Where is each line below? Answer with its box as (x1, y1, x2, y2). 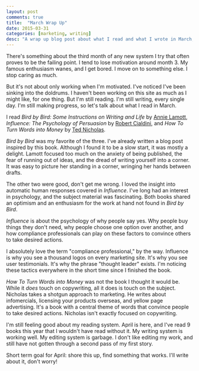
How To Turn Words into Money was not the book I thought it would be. (6, 278, 180, 285)
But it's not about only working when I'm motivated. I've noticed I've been (6, 83, 186, 90)
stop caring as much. (6, 72, 58, 78)
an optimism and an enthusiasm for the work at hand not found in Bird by (6, 199, 184, 207)
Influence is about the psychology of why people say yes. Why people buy (6, 217, 188, 224)
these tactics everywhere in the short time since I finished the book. (6, 267, 172, 274)
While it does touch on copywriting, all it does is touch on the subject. (6, 284, 176, 291)
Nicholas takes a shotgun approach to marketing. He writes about (6, 291, 166, 297)
